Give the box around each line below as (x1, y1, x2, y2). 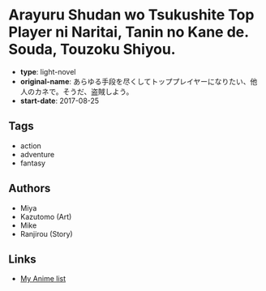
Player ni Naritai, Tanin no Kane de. (8, 23, 249, 41)
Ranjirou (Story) (19, 229, 73, 238)
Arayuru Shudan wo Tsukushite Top (8, 6, 255, 24)
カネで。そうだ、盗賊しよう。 (34, 87, 134, 96)
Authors (8, 182, 51, 195)
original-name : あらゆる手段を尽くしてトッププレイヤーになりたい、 (19, 76, 251, 86)
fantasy (19, 158, 46, 168)
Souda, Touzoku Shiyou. (8, 41, 176, 58)
